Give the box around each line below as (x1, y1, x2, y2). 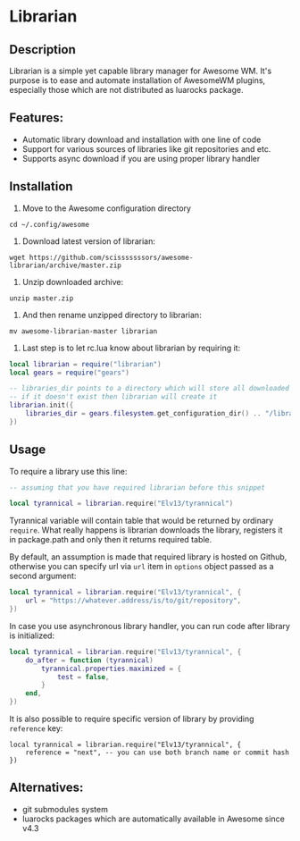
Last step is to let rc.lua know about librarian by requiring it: (21, 342, 241, 353)
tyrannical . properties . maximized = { (41, 664, 181, 673)
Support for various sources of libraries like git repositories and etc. (21, 143, 271, 154)
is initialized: (9, 630, 55, 641)
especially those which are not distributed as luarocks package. (9, 85, 244, 95)
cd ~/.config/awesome (9, 220, 90, 229)
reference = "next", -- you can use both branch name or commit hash (25, 748, 290, 757)
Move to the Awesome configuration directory (21, 203, 192, 214)
